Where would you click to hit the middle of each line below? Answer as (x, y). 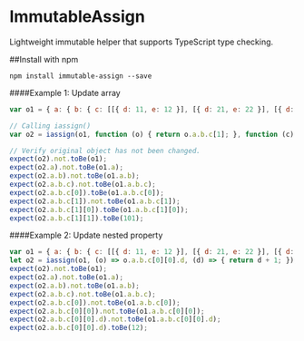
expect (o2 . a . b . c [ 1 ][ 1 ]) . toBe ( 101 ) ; (77, 218)
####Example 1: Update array (65, 93)
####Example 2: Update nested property (86, 235)
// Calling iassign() (50, 126)
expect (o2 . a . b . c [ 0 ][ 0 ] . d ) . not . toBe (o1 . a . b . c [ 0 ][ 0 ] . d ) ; (115, 319)
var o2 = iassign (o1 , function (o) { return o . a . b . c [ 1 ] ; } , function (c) (152, 134)
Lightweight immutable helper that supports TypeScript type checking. (142, 42)
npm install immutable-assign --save (81, 76)
